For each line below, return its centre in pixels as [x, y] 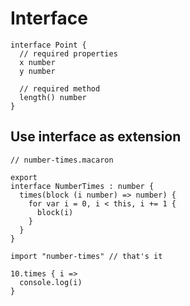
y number [37, 71]
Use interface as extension [96, 137]
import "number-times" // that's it [86, 256]
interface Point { [48, 45]
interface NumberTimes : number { [82, 186]
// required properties [68, 53]
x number [37, 62]
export [24, 177]
